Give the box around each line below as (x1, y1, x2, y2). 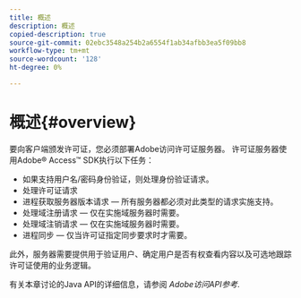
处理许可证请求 (21, 184, 78, 195)
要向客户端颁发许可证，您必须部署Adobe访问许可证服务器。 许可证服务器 (9, 143, 279, 154)
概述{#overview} (9, 113, 137, 132)
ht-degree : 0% (9, 64, 63, 72)
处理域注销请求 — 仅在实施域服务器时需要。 (21, 218, 185, 229)
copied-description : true (9, 30, 106, 38)
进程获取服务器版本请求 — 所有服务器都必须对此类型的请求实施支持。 (21, 196, 279, 207)
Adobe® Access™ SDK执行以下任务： (16, 154, 155, 166)
